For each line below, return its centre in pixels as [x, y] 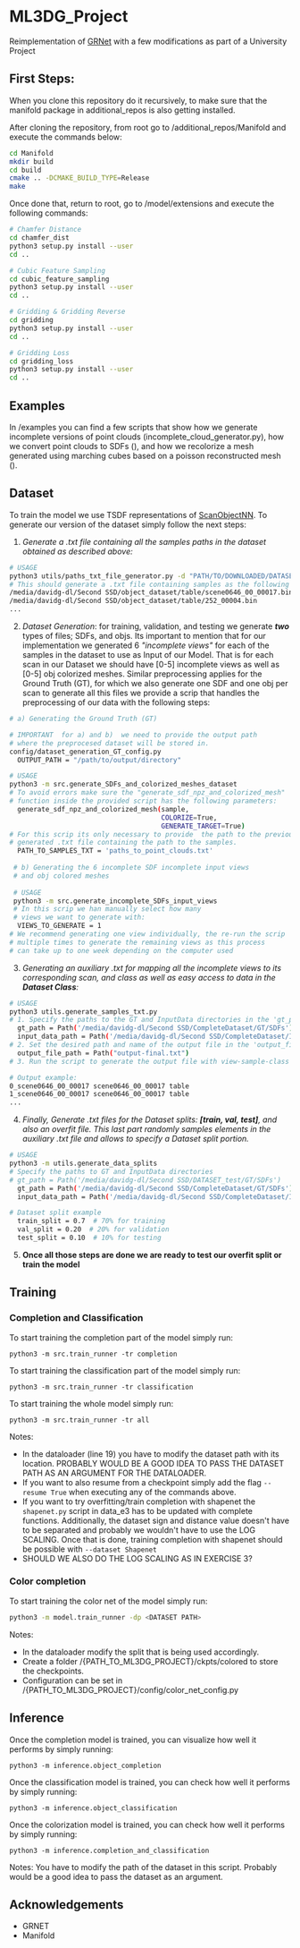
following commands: [49, 213]
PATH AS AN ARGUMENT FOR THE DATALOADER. [114, 1473]
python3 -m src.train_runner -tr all [79, 1420]
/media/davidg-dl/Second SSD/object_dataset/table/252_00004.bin [133, 601]
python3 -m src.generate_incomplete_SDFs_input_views [115, 901]
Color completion [48, 1581]
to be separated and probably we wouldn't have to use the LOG [139, 1530]
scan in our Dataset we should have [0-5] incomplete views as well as [150, 664]
